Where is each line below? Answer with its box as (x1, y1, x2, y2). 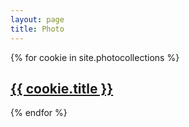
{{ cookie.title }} (10, 80, 114, 97)
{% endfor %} (10, 107, 68, 119)
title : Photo (10, 24, 65, 34)
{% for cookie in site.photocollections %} (10, 51, 180, 63)
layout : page (10, 14, 65, 25)
